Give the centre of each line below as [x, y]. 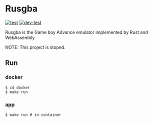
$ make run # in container [33, 115]
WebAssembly [20, 37]
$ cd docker [17, 87]
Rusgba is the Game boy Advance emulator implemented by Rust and [77, 32]
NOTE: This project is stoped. [35, 47]
